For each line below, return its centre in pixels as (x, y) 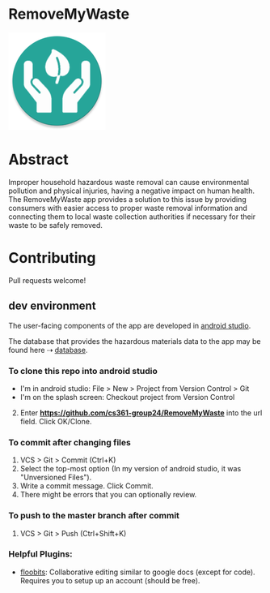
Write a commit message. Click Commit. (86, 486)
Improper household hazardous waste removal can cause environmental (129, 182)
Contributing (52, 258)
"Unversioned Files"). (56, 477)
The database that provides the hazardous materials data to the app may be (135, 341)
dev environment (52, 306)
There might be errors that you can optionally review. (108, 495)
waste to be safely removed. (56, 225)
